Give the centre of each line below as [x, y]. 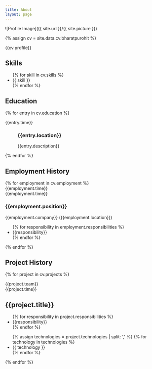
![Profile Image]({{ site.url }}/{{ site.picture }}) [51, 28]
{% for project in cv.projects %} [37, 275]
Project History [29, 262]
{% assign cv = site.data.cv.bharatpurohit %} [51, 38]
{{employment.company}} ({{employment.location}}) [59, 217]
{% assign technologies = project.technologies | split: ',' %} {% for [79, 337]
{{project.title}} [30, 305]
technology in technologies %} [43, 342]
